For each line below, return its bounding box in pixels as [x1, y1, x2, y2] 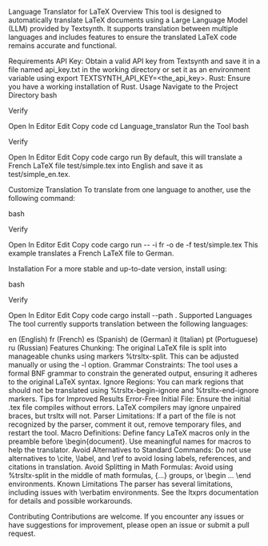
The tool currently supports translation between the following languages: [8, 319, 249, 328]
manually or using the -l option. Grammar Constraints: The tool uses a [8, 360, 238, 369]
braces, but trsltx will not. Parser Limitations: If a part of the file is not [8, 412, 236, 420]
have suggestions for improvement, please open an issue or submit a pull [8, 520, 250, 529]
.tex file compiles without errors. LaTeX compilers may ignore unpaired [8, 403, 242, 412]
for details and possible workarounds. [8, 496, 134, 505]
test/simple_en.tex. [8, 170, 70, 179]
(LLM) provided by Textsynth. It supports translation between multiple [8, 24, 238, 33]
